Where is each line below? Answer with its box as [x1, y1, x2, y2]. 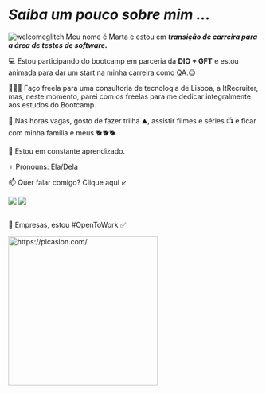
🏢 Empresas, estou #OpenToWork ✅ [8, 220, 127, 230]
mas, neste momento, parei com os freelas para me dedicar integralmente [8, 92, 252, 101]
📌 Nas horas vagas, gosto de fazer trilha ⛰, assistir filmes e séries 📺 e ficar [8, 115, 256, 125]
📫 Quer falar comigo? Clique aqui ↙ [8, 177, 127, 187]
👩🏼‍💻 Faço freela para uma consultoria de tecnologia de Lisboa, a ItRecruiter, [8, 83, 259, 92]
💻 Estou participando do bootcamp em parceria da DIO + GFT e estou [8, 56, 239, 65]
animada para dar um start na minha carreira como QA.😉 [8, 68, 197, 77]
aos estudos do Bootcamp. [8, 99, 97, 109]
